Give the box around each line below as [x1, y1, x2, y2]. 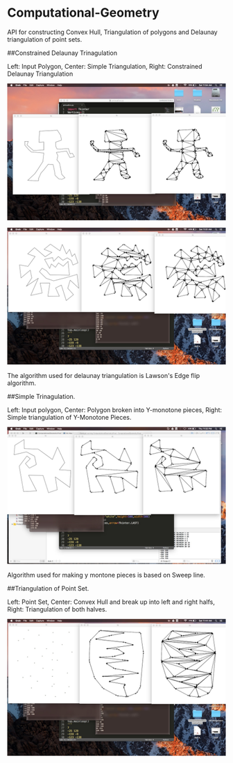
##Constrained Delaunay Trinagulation [7, 49, 118, 57]
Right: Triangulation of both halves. [7, 605, 107, 613]
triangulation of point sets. [7, 35, 83, 43]
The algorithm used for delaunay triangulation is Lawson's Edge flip [7, 371, 200, 379]
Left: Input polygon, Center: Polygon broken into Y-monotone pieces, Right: [7, 405, 223, 414]
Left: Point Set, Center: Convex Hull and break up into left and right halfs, [7, 598, 215, 606]
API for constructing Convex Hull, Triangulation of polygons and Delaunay [7, 28, 218, 36]
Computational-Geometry [7, 5, 159, 21]
